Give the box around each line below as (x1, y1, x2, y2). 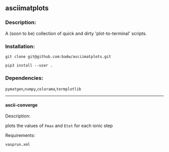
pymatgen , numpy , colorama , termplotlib (5, 86, 81, 92)
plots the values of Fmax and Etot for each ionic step (5, 122, 113, 129)
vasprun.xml (5, 142, 30, 147)
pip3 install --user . (5, 62, 53, 68)
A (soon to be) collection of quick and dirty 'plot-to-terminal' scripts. (5, 30, 147, 36)
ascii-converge (5, 102, 38, 108)
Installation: (5, 42, 35, 49)
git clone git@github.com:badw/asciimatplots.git (5, 54, 112, 59)
